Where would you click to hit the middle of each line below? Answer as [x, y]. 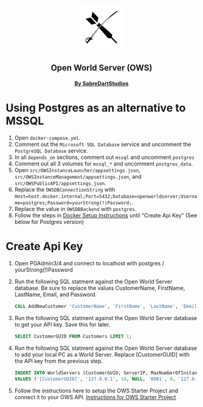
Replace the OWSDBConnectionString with [65, 189]
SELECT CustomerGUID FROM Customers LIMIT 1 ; [73, 336]
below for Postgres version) [49, 221]
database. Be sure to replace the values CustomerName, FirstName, [100, 288]
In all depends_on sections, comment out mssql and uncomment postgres [105, 157]
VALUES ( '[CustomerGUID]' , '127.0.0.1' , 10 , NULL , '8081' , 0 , [95, 379]
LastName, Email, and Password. [56, 294]
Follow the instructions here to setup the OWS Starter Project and [96, 391]
